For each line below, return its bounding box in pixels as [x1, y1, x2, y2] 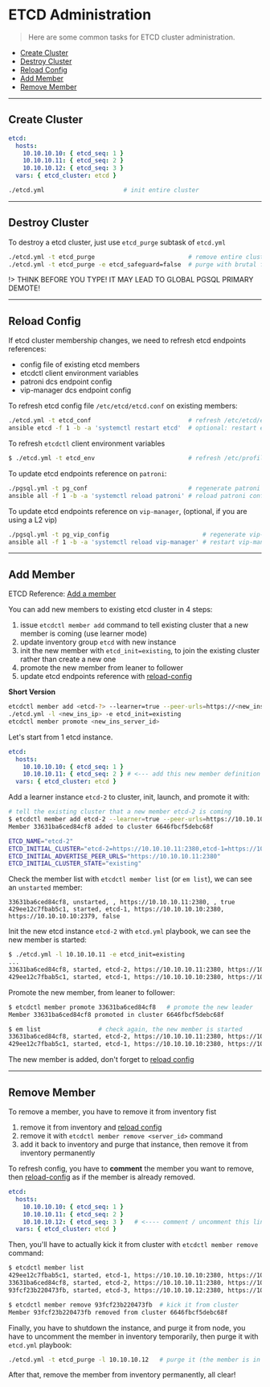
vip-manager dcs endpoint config [19, 385, 132, 395]
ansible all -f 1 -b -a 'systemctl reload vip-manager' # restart [8, 537, 235, 546]
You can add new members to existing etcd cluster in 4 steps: [8, 605, 213, 615]
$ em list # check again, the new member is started [8, 1025, 243, 1033]
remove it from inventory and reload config [19, 1122, 162, 1132]
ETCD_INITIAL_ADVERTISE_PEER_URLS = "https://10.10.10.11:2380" [8, 852, 221, 860]
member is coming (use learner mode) [19, 629, 147, 639]
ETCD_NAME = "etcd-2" [8, 837, 74, 846]
